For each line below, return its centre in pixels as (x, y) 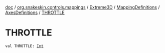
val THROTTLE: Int (24, 46)
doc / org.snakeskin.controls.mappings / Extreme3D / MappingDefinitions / (82, 7)
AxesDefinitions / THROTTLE (35, 12)
